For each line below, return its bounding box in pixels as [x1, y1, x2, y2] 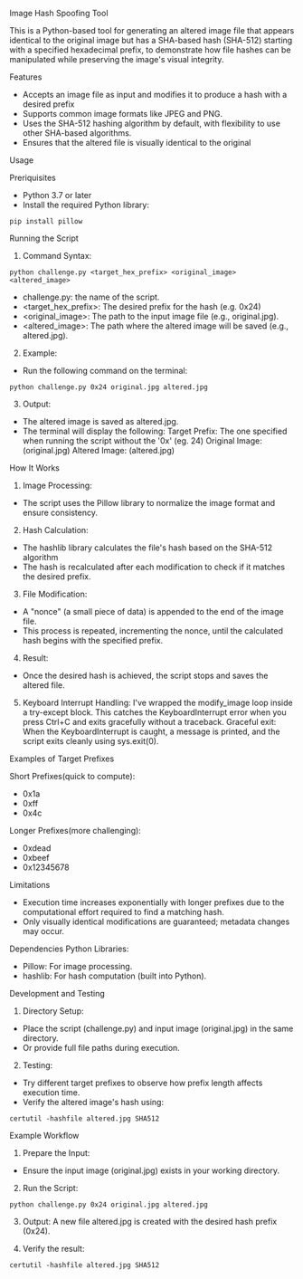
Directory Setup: [22, 1006, 84, 1017]
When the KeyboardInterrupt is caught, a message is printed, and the [22, 726, 280, 737]
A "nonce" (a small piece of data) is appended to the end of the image [22, 606, 284, 616]
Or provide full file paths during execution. [22, 1043, 181, 1053]
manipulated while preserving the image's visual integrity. [9, 54, 224, 64]
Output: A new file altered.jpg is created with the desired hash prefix [22, 1217, 278, 1227]
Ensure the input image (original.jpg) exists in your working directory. [22, 1165, 280, 1176]
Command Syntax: [22, 251, 92, 261]
